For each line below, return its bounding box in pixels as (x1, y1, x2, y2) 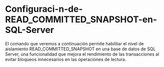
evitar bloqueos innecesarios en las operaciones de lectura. (5, 56, 127, 62)
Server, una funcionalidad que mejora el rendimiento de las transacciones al (5, 51, 159, 57)
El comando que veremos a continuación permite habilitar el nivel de (5, 40, 144, 46)
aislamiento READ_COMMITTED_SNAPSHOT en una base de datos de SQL (5, 46, 156, 52)
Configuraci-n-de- (5, 3, 83, 15)
